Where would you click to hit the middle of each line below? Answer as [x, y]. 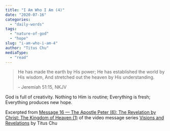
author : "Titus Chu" [27, 48]
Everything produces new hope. [39, 102]
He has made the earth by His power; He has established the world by [91, 72]
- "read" [19, 57]
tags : [11, 29]
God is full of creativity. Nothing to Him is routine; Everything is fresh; [78, 97]
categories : [18, 19]
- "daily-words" [27, 24]
